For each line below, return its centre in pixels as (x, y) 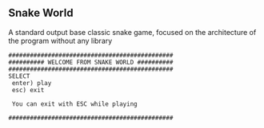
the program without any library (60, 41)
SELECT (19, 76)
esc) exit (28, 90)
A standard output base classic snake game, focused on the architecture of (132, 32)
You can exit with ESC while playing (74, 104)
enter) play (32, 83)
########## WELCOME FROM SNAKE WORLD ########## (91, 62)
